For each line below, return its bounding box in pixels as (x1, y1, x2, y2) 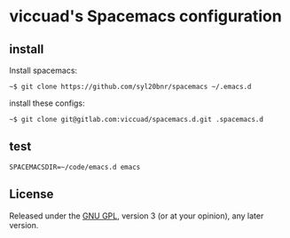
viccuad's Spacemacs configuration (9, 6, 282, 27)
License (9, 186, 54, 202)
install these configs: (9, 98, 86, 108)
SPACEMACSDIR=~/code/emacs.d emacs (9, 163, 141, 171)
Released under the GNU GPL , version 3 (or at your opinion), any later (9, 210, 264, 221)
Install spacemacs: (9, 65, 78, 75)
